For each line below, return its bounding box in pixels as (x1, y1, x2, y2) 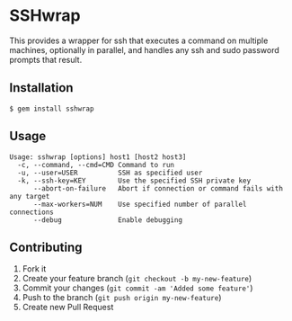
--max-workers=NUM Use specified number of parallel (32, 200, 247, 209)
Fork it (22, 263, 47, 274)
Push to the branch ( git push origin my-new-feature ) (22, 292, 222, 303)
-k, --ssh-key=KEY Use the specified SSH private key (17, 176, 252, 185)
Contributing (9, 239, 83, 254)
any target (9, 192, 50, 201)
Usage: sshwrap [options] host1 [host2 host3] (9, 152, 187, 162)
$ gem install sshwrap (9, 104, 94, 113)
